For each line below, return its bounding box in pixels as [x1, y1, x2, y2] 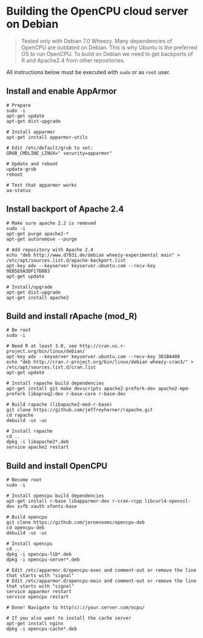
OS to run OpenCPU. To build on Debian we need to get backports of [21, 50, 193, 57]
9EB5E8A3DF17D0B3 [6, 268, 50, 274]
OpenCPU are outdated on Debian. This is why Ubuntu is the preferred [21, 44, 198, 51]
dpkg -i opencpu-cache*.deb [6, 626, 78, 632]
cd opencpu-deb [6, 525, 45, 531]
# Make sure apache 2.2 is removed [6, 220, 96, 226]
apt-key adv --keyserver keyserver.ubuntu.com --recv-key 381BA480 [6, 354, 181, 360]
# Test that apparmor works [6, 182, 78, 188]
